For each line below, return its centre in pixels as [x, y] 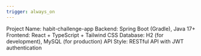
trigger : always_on [31, 12]
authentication [24, 48]
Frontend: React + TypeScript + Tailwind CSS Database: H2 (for [85, 35]
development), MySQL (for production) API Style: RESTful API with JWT [95, 41]
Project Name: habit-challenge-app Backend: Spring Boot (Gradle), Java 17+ [101, 29]
